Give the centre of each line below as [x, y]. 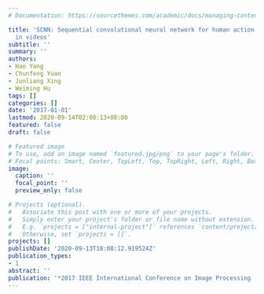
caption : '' [35, 176]
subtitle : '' [29, 44]
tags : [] [22, 95]
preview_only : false [49, 191]
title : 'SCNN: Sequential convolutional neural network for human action [132, 30]
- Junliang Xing [35, 81]
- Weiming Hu [29, 88]
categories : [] [33, 103]
